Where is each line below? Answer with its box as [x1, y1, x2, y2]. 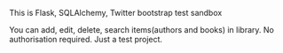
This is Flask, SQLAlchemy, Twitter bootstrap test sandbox [9, 8, 223, 18]
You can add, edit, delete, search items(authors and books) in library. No [9, 25, 275, 34]
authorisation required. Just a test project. [9, 34, 162, 44]
